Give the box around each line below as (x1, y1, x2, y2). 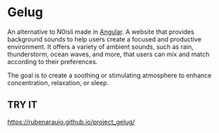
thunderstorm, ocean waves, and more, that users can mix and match (7, 50, 210, 58)
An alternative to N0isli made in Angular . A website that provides (7, 27, 194, 36)
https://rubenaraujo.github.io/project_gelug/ (7, 118, 136, 126)
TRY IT (7, 99, 37, 111)
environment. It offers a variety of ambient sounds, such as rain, (7, 42, 194, 51)
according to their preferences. (7, 57, 98, 65)
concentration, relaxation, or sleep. (7, 78, 109, 87)
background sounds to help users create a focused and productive (7, 34, 202, 43)
